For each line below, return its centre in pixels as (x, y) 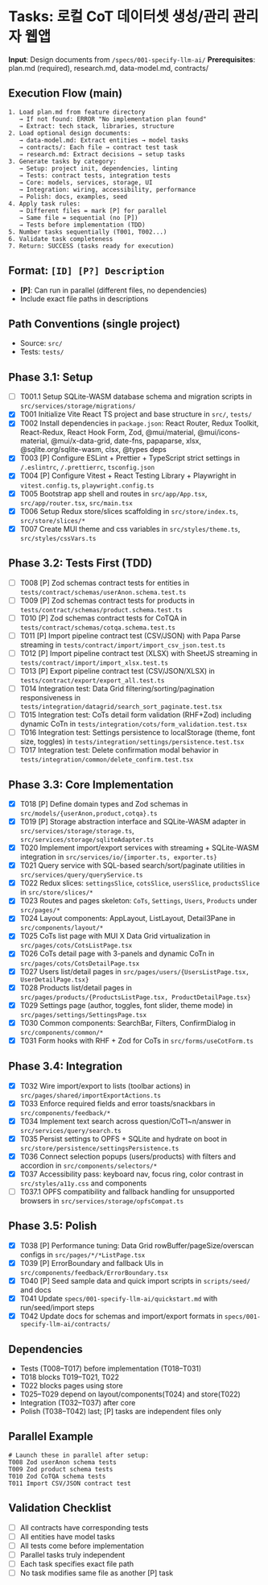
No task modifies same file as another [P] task (97, 1573)
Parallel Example (51, 1436)
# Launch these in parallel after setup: (79, 1455)
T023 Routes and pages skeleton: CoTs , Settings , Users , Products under (138, 901)
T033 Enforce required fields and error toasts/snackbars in (118, 1103)
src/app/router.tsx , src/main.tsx (76, 502)
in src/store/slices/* (57, 892)
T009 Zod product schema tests (61, 1469)
